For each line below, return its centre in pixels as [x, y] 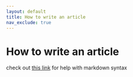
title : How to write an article [46, 17]
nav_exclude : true [29, 22]
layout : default [26, 11]
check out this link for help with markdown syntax [66, 68]
